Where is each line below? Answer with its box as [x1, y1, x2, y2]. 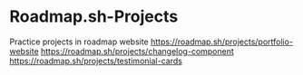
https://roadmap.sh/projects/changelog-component [40, 45, 234, 56]
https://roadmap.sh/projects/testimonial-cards [9, 55, 183, 66]
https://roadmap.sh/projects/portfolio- [150, 36, 293, 47]
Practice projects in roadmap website [9, 36, 150, 47]
